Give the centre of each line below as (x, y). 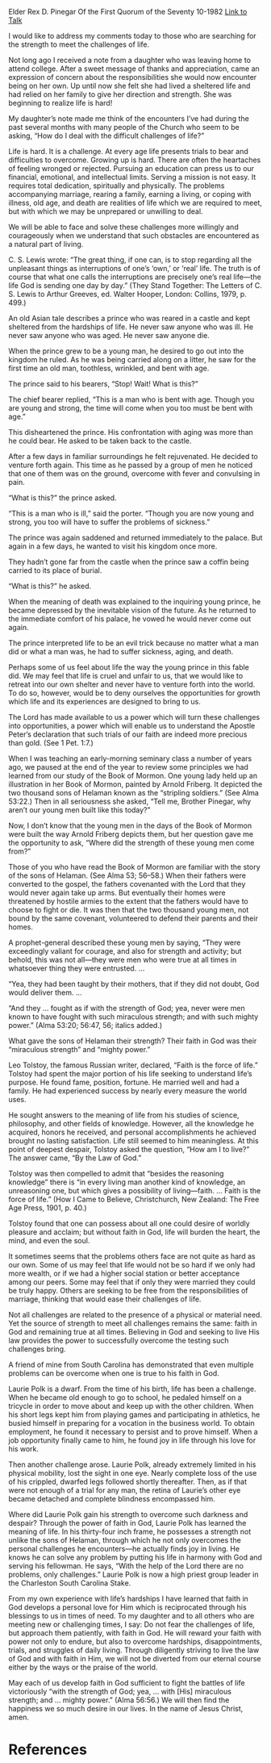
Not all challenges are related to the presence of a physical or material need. (135, 1315)
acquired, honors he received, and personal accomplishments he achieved (132, 1132)
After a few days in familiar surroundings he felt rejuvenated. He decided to (133, 456)
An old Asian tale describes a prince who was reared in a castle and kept (129, 318)
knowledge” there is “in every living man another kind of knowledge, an (127, 1182)
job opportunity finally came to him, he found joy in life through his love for (132, 1440)
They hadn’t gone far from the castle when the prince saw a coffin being (129, 562)
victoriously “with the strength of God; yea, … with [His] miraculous (120, 1691)
